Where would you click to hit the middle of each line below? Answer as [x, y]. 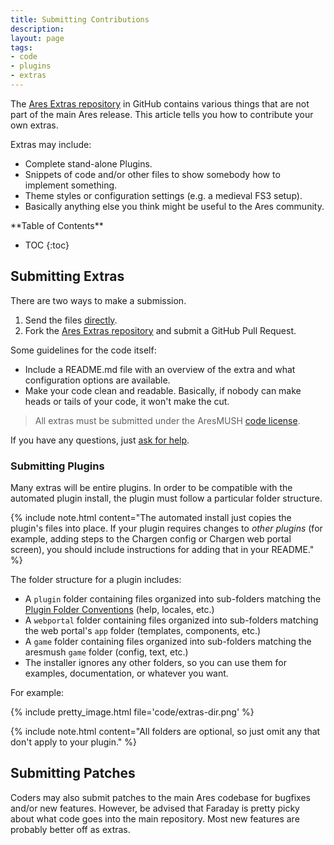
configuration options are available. [97, 380]
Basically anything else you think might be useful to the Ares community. [174, 206]
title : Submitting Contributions [80, 19]
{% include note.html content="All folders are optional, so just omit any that [165, 731]
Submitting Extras [67, 276]
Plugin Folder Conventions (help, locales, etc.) [119, 609]
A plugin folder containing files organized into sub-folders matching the [173, 598]
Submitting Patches [73, 773]
